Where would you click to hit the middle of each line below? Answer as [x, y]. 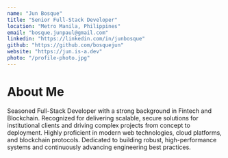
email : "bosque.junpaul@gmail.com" [58, 32]
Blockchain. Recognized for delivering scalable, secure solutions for [103, 118]
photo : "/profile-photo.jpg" [49, 58]
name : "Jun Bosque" [35, 13]
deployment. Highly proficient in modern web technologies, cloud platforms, [115, 132]
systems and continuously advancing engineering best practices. [99, 147]
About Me [36, 91]
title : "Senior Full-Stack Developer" [62, 20]
